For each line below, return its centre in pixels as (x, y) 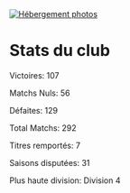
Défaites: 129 (34, 110)
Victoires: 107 (35, 75)
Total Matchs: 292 (43, 128)
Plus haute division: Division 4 (65, 180)
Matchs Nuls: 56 (40, 93)
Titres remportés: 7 (45, 145)
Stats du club (60, 51)
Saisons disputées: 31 (50, 162)
